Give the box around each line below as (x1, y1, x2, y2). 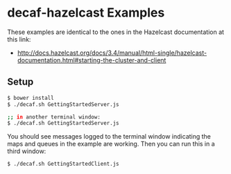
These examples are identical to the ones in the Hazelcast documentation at (7, 28, 224, 36)
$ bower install (7, 94, 54, 101)
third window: (7, 147, 46, 155)
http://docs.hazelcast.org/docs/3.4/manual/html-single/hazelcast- (17, 49, 207, 57)
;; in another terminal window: (7, 113, 101, 121)
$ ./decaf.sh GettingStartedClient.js (7, 161, 119, 168)
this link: (7, 35, 31, 43)
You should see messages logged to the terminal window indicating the (7, 132, 212, 141)
